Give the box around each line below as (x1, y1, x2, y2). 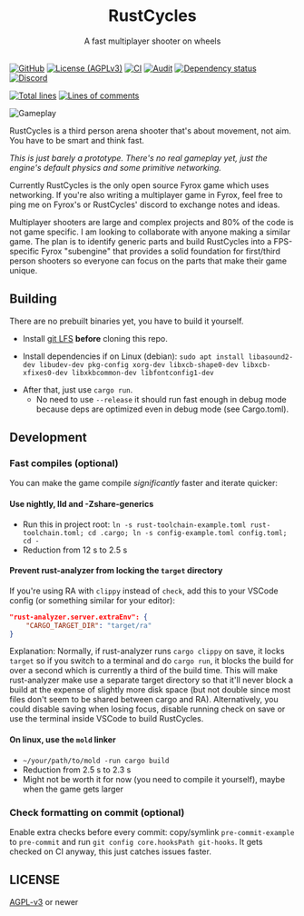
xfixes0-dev (22, 368, 68, 377)
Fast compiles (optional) (9, 457, 119, 470)
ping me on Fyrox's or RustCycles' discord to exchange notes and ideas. (9, 199, 280, 210)
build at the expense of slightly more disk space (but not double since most (9, 684, 291, 695)
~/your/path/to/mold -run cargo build (22, 756, 170, 765)
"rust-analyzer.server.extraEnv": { (9, 612, 148, 622)
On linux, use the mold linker (9, 734, 116, 745)
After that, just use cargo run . (22, 383, 133, 395)
